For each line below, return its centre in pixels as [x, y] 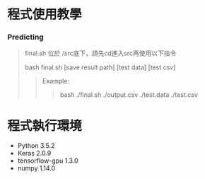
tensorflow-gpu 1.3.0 [48, 161]
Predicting [25, 37]
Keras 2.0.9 [34, 154]
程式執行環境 [45, 126]
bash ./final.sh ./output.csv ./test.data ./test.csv [129, 95]
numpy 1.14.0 [36, 168]
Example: [55, 81]
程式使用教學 [45, 15]
